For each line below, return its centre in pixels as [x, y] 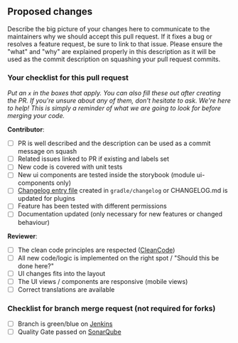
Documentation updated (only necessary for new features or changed [120, 214]
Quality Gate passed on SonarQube [70, 332]
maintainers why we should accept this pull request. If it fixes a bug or [110, 36]
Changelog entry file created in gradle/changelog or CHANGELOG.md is [123, 191]
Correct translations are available [66, 289]
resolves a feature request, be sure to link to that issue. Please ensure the [115, 44]
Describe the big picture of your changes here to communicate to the [109, 28]
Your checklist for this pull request [68, 78]
